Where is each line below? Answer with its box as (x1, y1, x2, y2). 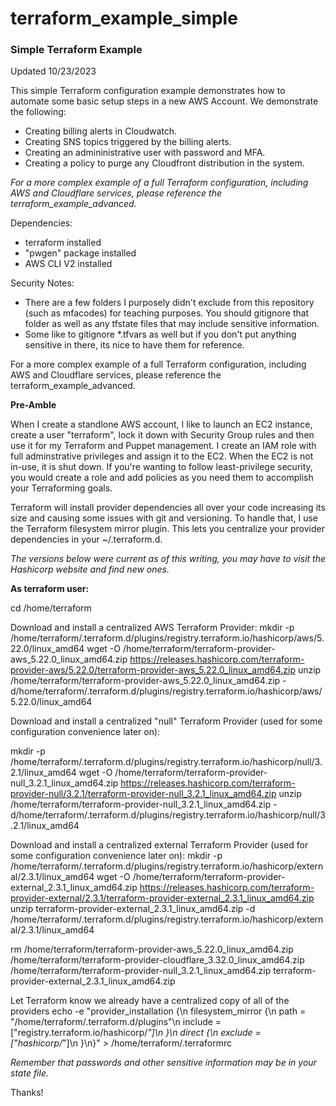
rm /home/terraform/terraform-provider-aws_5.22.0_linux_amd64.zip (10, 943, 294, 956)
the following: (10, 106, 67, 118)
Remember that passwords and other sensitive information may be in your (10, 1057, 317, 1069)
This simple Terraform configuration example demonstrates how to (10, 85, 286, 97)
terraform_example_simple (10, 7, 238, 30)
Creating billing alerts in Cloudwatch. (24, 125, 178, 137)
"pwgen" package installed (24, 247, 137, 259)
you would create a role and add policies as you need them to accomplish (10, 472, 314, 484)
